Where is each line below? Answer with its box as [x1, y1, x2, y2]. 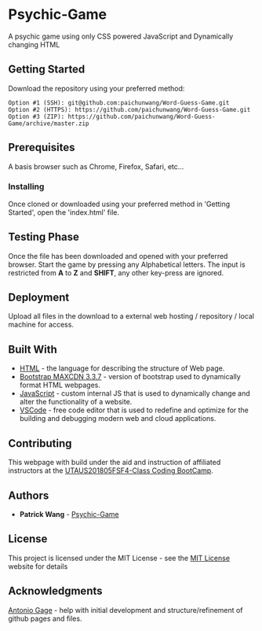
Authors [8, 489, 49, 502]
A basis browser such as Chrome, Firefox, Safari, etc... [8, 161, 184, 171]
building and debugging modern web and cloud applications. [19, 414, 217, 423]
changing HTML [8, 39, 60, 49]
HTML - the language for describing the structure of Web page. [19, 363, 225, 373]
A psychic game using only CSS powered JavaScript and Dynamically [8, 31, 234, 41]
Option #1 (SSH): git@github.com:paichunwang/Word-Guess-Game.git [8, 98, 230, 107]
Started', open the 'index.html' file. [8, 207, 120, 217]
